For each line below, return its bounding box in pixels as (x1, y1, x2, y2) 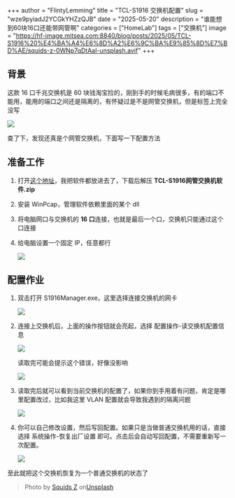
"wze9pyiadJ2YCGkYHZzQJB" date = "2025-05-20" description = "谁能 (7, 15, 217, 23)
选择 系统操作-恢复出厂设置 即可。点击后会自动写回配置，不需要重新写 (17, 432, 220, 441)
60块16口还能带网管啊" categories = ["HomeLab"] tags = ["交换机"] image (13, 24, 227, 32)
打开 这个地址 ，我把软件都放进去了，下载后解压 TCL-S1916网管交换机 (17, 176, 217, 184)
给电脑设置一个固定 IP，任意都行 (17, 238, 111, 247)
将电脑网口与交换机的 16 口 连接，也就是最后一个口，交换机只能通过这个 (17, 214, 224, 223)
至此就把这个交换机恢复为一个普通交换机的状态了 (7, 469, 148, 478)
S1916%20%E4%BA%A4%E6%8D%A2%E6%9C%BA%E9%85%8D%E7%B (7, 39, 228, 47)
